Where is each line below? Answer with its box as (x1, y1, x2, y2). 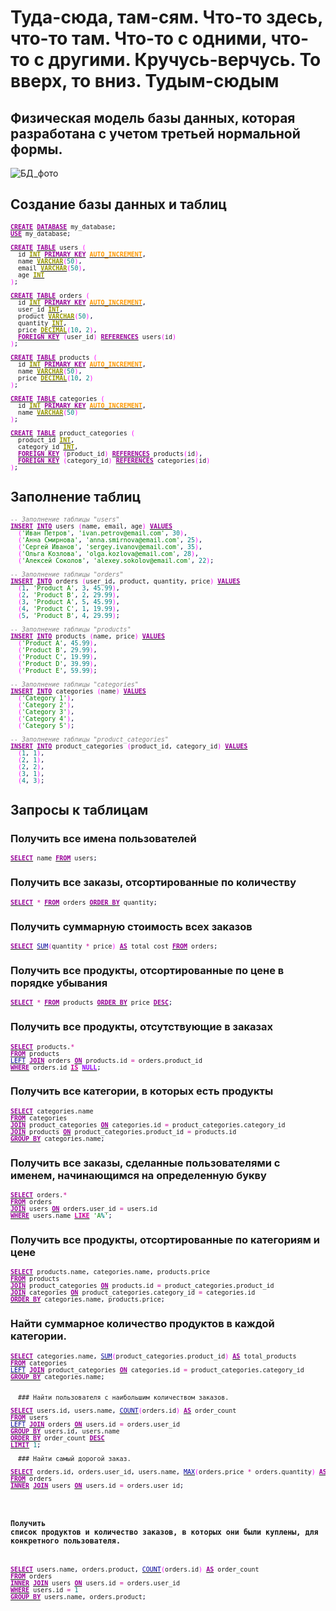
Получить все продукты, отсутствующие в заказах (10, 1020, 274, 1034)
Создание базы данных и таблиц (10, 196, 228, 213)
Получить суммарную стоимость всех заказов (10, 919, 253, 933)
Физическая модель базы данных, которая (10, 109, 296, 126)
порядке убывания (10, 976, 108, 990)
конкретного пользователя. (10, 1536, 121, 1546)
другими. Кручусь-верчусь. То (48, 49, 322, 71)
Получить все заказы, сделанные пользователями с (10, 1156, 281, 1170)
